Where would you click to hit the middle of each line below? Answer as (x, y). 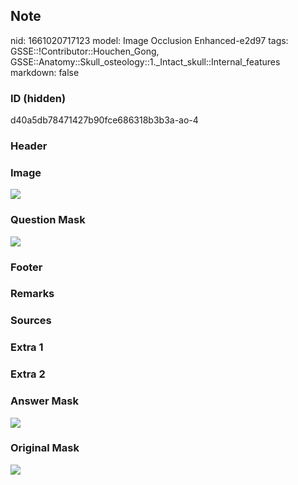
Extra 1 (27, 347)
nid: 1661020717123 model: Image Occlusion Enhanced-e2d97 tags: (149, 40)
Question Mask (48, 220)
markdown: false (45, 72)
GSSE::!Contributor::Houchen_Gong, (85, 51)
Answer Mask (44, 401)
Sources (31, 321)
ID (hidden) (38, 98)
